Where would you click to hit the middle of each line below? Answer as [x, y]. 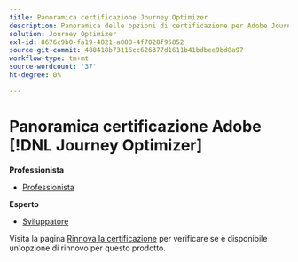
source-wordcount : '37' [53, 67]
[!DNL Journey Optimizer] [106, 145]
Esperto [24, 204]
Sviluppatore [45, 221]
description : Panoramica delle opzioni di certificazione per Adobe [138, 26]
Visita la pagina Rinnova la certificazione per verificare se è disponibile [138, 238]
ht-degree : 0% [35, 75]
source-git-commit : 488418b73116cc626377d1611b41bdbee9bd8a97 [126, 50]
